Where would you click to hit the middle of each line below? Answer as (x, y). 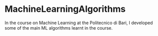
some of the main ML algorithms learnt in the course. (59, 28)
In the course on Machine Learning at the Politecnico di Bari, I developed (79, 23)
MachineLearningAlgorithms (65, 9)
